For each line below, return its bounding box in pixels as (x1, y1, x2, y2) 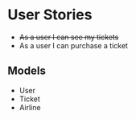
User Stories (7, 6, 93, 24)
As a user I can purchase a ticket (19, 40, 128, 50)
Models (7, 64, 46, 78)
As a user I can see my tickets (19, 32, 119, 42)
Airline (19, 102, 41, 112)
